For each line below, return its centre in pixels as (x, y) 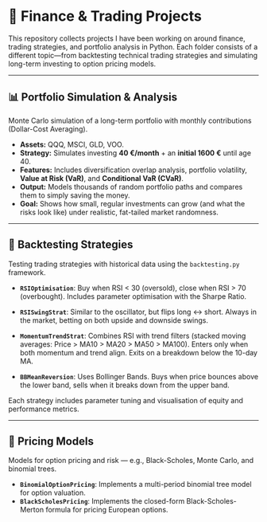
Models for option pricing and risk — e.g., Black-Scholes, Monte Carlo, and (131, 461)
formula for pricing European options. (107, 510)
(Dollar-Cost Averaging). (48, 129)
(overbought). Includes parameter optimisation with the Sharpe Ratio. (133, 296)
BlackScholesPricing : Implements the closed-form (102, 501)
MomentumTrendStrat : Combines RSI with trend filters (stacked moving (133, 336)
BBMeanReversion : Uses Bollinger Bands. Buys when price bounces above (139, 376)
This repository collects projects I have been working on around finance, (127, 38)
